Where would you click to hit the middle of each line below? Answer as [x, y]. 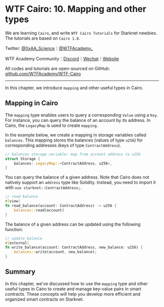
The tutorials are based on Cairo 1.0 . [43, 38]
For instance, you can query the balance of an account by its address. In [78, 120]
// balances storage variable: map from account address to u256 [73, 154]
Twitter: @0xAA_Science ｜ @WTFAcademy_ [49, 48]
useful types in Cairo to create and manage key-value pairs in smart [73, 289]
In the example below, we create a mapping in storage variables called [76, 135]
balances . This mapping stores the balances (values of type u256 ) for [74, 140]
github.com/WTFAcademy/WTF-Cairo [43, 73]
